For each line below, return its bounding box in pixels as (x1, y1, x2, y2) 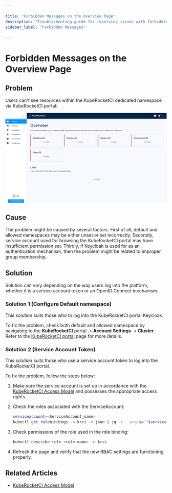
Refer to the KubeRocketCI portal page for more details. (5, 333, 123, 339)
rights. (12, 393, 27, 399)
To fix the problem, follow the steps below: (5, 373, 95, 379)
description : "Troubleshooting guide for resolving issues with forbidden (5, 19, 168, 24)
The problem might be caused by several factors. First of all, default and (5, 227, 158, 233)
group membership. (5, 254, 47, 260)
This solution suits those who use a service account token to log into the (5, 357, 158, 363)
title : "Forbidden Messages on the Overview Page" (5, 13, 116, 19)
